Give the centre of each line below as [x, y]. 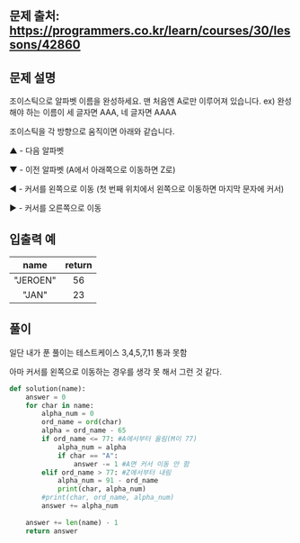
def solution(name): [48, 389]
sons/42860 [45, 45]
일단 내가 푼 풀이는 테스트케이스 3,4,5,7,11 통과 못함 [98, 352]
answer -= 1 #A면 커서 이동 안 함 [132, 464]
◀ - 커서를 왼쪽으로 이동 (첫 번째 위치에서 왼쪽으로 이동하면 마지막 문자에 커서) [147, 189]
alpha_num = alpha [92, 447]
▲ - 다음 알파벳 [37, 150]
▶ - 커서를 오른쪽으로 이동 [55, 208]
